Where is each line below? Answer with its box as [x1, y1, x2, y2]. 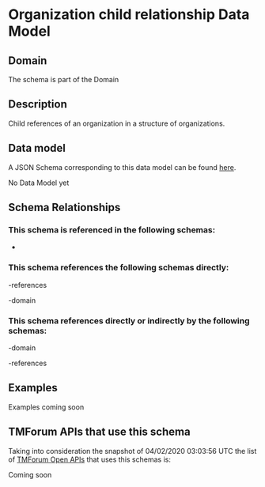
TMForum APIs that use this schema [8, 425, 191, 439]
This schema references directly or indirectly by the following [8, 315, 251, 326]
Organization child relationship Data [8, 6, 250, 24]
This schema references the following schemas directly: [8, 262, 229, 274]
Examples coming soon [8, 402, 85, 412]
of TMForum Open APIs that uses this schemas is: [8, 455, 172, 464]
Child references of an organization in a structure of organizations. [8, 119, 225, 128]
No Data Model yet [8, 178, 70, 187]
